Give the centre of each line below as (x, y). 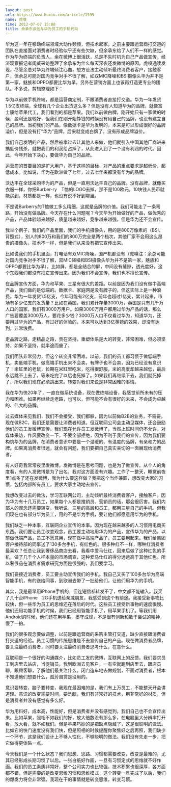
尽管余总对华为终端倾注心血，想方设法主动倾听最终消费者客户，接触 (85, 70)
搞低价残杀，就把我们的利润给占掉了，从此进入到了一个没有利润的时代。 (81, 149)
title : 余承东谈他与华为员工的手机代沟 (42, 29)
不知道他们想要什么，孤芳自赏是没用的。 (48, 677)
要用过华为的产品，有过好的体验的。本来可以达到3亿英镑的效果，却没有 (80, 322)
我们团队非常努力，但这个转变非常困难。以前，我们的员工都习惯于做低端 (81, 356)
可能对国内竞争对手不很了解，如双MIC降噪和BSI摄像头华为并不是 (95, 76)
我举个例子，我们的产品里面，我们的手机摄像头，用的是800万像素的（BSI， (84, 230)
